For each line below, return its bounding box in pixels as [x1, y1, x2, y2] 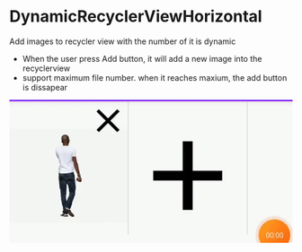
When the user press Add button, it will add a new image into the [22, 53, 262, 64]
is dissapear [22, 82, 68, 92]
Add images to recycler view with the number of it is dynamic [9, 36, 236, 47]
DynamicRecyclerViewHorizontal [9, 6, 262, 27]
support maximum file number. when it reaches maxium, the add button [22, 72, 288, 83]
